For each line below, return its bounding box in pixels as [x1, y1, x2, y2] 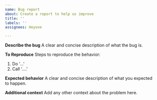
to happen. [5, 80, 27, 87]
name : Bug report [5, 7, 40, 12]
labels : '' [5, 20, 27, 25]
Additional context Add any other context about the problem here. [5, 90, 138, 96]
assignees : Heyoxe [5, 25, 42, 30]
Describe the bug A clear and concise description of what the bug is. [5, 42, 143, 48]
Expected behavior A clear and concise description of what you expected [5, 75, 153, 81]
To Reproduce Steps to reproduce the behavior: [5, 51, 100, 58]
